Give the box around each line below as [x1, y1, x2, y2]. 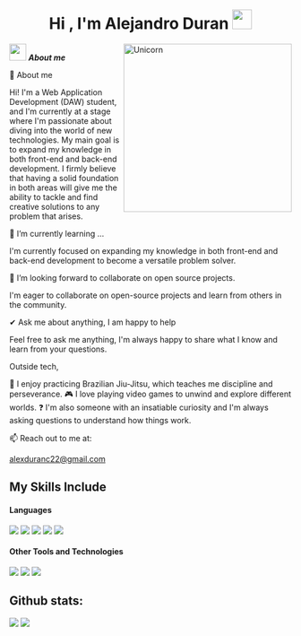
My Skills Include [9, 480, 107, 495]
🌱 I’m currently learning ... [9, 228, 105, 239]
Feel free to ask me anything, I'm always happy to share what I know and [9, 334, 278, 344]
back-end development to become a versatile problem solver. [9, 255, 236, 266]
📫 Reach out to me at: [9, 432, 92, 443]
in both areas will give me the [9, 182, 118, 193]
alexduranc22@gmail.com [9, 453, 106, 464]
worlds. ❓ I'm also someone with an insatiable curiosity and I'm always [9, 402, 269, 413]
